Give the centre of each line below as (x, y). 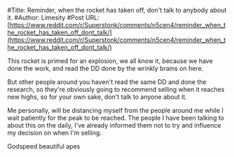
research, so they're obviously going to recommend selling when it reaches (116, 89)
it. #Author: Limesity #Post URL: (53, 18)
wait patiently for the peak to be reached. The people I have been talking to (116, 118)
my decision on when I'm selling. (54, 133)
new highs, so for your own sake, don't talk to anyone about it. (97, 97)
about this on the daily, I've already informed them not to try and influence (114, 125)
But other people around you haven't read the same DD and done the (107, 82)
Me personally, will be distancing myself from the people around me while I (116, 110)
